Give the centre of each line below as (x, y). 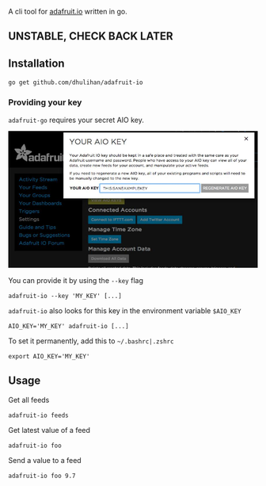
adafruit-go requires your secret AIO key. (76, 120)
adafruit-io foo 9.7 (42, 476)
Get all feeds (29, 400)
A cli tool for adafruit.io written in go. (68, 11)
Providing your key (45, 102)
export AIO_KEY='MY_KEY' (49, 356)
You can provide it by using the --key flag (76, 280)
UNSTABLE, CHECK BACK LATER (91, 36)
